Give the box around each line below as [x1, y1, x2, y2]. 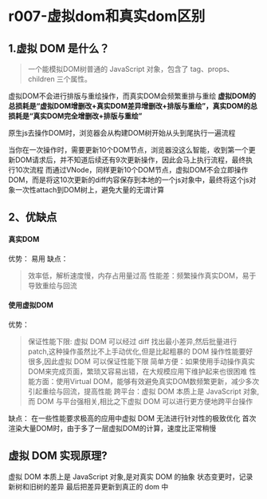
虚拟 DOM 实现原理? [8, 449, 108, 463]
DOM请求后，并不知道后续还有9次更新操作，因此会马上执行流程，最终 [14, 155, 246, 164]
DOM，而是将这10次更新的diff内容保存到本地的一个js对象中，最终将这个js [8, 175, 249, 184]
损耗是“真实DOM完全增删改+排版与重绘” [8, 111, 143, 121]
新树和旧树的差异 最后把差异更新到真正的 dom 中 [8, 481, 169, 491]
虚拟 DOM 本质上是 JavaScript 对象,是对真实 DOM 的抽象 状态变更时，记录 [8, 472, 253, 481]
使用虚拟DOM [8, 300, 53, 310]
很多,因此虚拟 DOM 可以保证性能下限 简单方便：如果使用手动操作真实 [27, 356, 256, 366]
